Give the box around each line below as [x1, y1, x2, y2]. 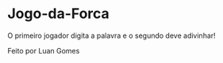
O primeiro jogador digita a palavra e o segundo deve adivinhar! [7, 31, 216, 40]
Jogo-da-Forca [7, 5, 110, 23]
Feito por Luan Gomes [7, 46, 80, 55]
